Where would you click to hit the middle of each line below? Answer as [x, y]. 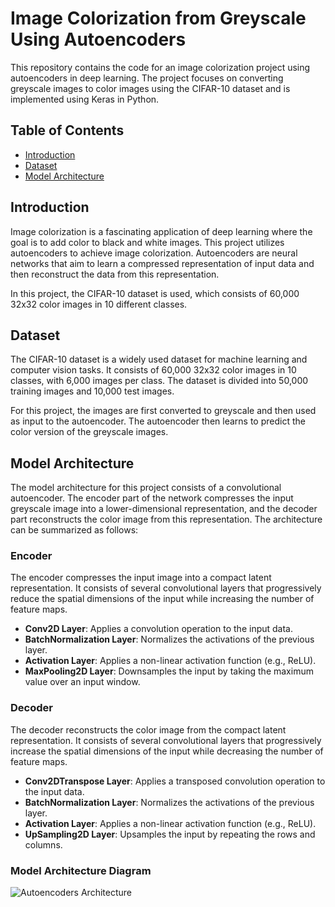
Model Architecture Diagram [81, 870]
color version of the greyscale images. [89, 432]
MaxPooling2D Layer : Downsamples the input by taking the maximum [169, 671]
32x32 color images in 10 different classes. [99, 304]
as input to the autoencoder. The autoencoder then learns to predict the [158, 421]
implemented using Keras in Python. [85, 99]
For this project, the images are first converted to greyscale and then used [163, 411]
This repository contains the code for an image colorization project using [160, 67]
